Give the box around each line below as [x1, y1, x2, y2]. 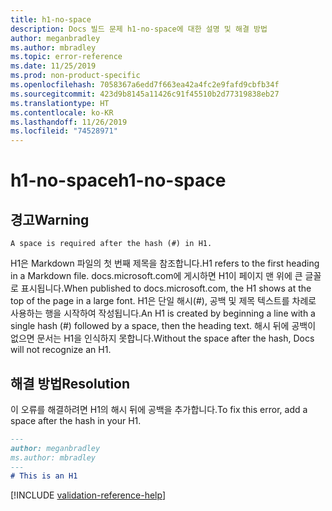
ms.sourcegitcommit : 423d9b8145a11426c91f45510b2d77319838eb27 [10, 89, 280, 99]
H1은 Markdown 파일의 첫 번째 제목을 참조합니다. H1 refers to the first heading [10, 257, 320, 270]
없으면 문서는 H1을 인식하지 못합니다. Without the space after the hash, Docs [10, 332, 315, 345]
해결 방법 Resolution [10, 375, 131, 392]
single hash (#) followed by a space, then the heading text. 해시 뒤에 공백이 [10, 320, 317, 332]
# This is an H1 [10, 471, 78, 481]
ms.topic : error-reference [10, 52, 123, 62]
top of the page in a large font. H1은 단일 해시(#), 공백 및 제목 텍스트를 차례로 [10, 295, 317, 307]
